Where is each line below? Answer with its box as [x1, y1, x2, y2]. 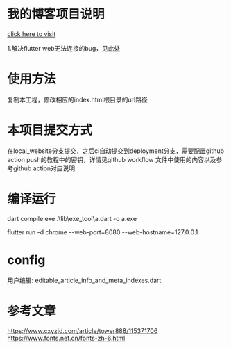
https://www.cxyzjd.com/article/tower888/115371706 [7, 326, 158, 334]
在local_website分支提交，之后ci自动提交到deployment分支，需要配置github [7, 147, 224, 155]
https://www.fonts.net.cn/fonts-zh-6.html [7, 334, 126, 342]
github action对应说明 [12, 164, 76, 172]
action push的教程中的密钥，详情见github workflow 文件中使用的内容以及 [7, 155, 216, 163]
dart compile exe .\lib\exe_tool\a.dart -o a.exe [7, 214, 137, 222]
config [7, 252, 46, 268]
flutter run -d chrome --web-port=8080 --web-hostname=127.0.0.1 [7, 227, 198, 236]
